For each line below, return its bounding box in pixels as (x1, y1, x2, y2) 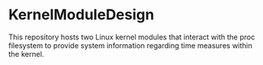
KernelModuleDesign (8, 6, 154, 24)
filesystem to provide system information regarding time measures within (8, 40, 253, 50)
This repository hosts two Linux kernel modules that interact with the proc (8, 32, 256, 42)
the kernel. (8, 49, 45, 59)
